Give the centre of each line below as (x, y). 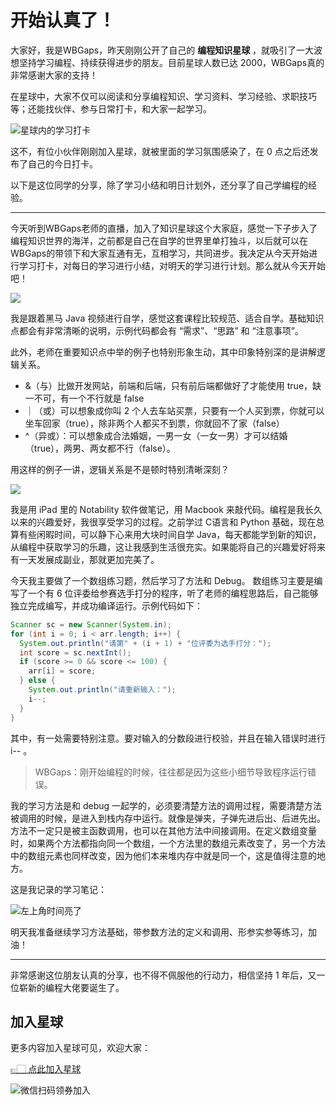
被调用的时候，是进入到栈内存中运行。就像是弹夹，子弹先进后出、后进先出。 (168, 818)
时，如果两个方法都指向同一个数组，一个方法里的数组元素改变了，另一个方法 (168, 843)
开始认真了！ (63, 20)
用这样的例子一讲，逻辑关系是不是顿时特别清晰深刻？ (120, 469)
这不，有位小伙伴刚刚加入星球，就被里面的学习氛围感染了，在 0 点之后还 (160, 151)
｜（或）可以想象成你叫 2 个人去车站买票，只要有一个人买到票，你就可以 (174, 410)
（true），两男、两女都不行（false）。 (100, 448)
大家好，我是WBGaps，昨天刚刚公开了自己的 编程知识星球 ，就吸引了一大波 (166, 50)
